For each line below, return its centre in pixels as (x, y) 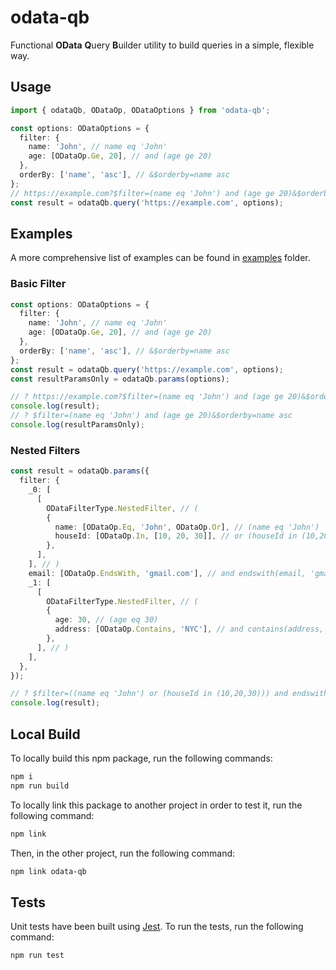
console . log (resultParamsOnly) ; (77, 425)
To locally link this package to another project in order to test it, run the (156, 805)
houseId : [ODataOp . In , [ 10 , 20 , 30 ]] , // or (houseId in (176, 536)
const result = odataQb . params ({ (80, 471)
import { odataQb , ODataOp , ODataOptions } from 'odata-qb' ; (140, 110)
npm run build (40, 786)
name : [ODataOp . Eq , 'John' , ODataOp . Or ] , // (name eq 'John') (187, 527)
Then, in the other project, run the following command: (123, 853)
